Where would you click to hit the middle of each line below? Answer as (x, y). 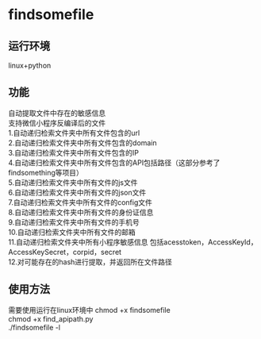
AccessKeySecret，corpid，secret (65, 252)
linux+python (30, 65)
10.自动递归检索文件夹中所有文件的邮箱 (72, 232)
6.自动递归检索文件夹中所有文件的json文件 (77, 192)
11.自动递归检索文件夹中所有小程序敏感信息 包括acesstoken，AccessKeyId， (133, 242)
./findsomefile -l (35, 327)
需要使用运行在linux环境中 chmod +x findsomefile (89, 310)
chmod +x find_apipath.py (51, 318)
